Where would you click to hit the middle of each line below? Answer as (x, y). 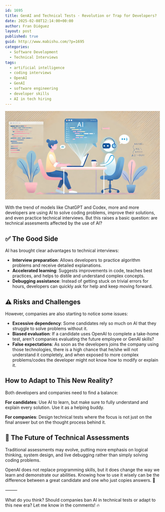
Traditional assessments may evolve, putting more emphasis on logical (77, 449)
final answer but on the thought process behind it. (56, 422)
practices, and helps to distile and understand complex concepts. (78, 276)
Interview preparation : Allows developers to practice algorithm (76, 260)
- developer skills (29, 94)
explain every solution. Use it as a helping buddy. (55, 407)
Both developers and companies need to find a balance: (62, 393)
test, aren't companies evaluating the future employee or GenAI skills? (83, 339)
